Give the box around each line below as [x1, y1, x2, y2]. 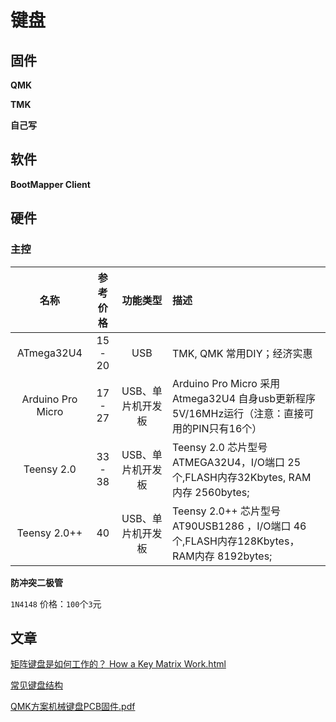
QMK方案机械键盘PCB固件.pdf [10, 701, 136, 713]
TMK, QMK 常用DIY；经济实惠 [171, 346, 313, 360]
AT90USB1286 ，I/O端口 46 [171, 519, 307, 533]
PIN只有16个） [191, 421, 263, 435]
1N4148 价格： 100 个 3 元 [10, 597, 102, 610]
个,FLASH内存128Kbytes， [171, 534, 300, 548]
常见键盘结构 [10, 679, 63, 691]
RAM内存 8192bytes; [171, 549, 273, 563]
